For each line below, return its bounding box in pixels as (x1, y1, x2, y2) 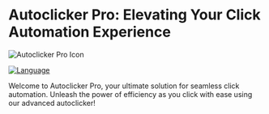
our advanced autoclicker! (8, 98, 96, 108)
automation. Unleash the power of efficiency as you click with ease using (8, 89, 253, 99)
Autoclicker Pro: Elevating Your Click (8, 6, 261, 24)
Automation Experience (8, 23, 172, 41)
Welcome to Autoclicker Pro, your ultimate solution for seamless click (8, 81, 240, 91)
